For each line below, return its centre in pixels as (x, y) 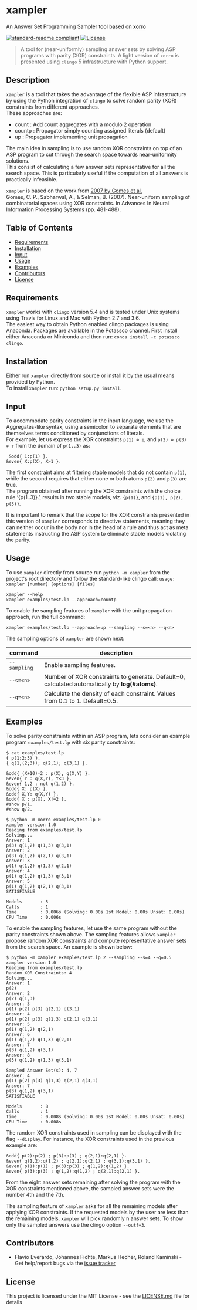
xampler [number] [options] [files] (51, 584)
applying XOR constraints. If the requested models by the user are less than (97, 1212)
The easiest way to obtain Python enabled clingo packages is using (87, 324)
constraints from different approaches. (53, 107)
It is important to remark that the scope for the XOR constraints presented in (98, 515)
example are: (22, 1145)
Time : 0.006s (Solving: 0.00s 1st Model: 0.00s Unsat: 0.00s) (95, 912)
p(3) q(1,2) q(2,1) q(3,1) (39, 855)
